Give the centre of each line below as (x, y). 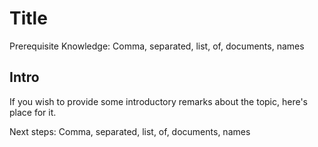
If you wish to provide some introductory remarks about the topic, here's (158, 101)
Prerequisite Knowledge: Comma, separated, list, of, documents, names (157, 46)
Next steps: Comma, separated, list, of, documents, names (130, 131)
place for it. (33, 112)
